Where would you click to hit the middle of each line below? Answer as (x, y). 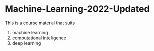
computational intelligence (39, 38)
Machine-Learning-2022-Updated (77, 9)
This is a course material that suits (40, 23)
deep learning (26, 43)
